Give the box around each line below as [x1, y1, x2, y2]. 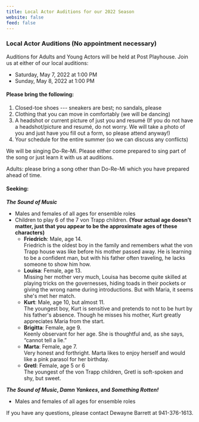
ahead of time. [6, 171, 42, 179]
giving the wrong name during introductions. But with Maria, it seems [23, 286, 194, 293]
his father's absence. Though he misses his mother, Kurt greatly [23, 311, 181, 319]
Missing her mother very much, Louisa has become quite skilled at [23, 274, 187, 281]
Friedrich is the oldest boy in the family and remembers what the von [23, 242, 193, 249]
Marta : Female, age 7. [23, 343, 77, 350]
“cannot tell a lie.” [23, 337, 67, 344]
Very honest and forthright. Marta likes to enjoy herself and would [23, 349, 186, 356]
